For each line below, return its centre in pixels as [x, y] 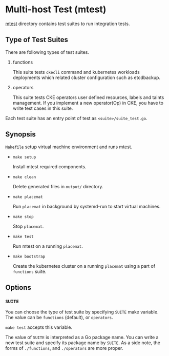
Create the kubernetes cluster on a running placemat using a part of [84, 266]
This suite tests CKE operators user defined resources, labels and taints [88, 97]
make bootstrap [29, 256]
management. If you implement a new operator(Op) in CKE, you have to [88, 103]
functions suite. [29, 271]
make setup [24, 157]
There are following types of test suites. [47, 52]
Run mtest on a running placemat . [48, 246]
